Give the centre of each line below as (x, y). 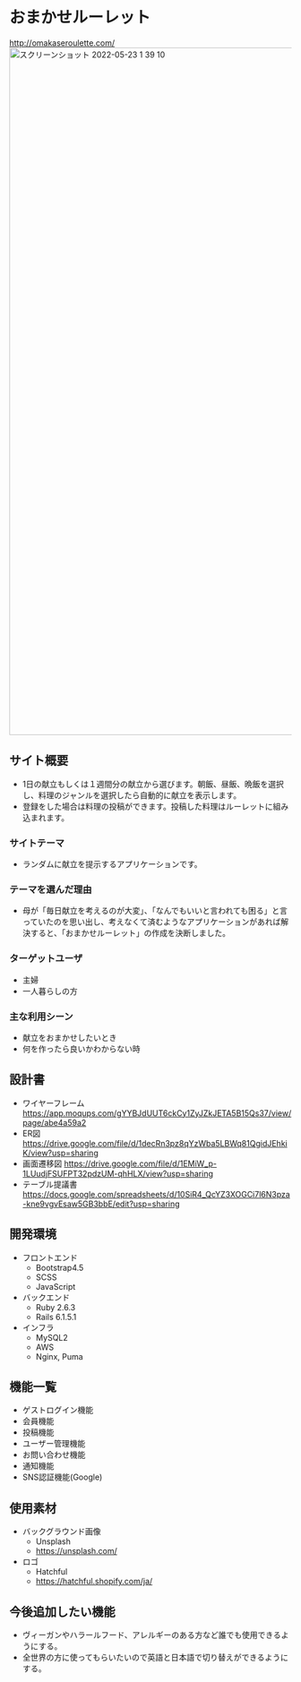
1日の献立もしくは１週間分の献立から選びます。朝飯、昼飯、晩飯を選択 (153, 784)
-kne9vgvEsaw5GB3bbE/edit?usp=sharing (101, 1204)
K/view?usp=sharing (60, 1153)
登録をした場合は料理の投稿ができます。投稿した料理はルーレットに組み (155, 806)
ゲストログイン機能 (58, 1410)
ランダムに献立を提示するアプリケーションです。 (112, 864)
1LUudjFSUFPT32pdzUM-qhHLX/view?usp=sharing (117, 1173)
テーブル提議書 (50, 1184)
